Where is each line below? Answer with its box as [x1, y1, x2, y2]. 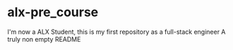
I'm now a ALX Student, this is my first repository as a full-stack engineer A [7, 27, 226, 36]
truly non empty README [7, 35, 81, 43]
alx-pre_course [7, 4, 99, 20]
